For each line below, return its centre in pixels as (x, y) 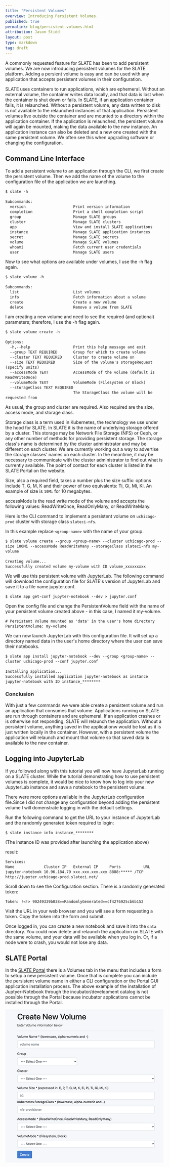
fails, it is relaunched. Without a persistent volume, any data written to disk (83, 105)
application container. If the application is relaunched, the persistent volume (84, 121)
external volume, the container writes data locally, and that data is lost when (84, 94)
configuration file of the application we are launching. (61, 182)
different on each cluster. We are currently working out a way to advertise (82, 449)
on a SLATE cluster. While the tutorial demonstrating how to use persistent (83, 776)
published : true (22, 21)
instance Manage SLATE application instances (80, 232)
